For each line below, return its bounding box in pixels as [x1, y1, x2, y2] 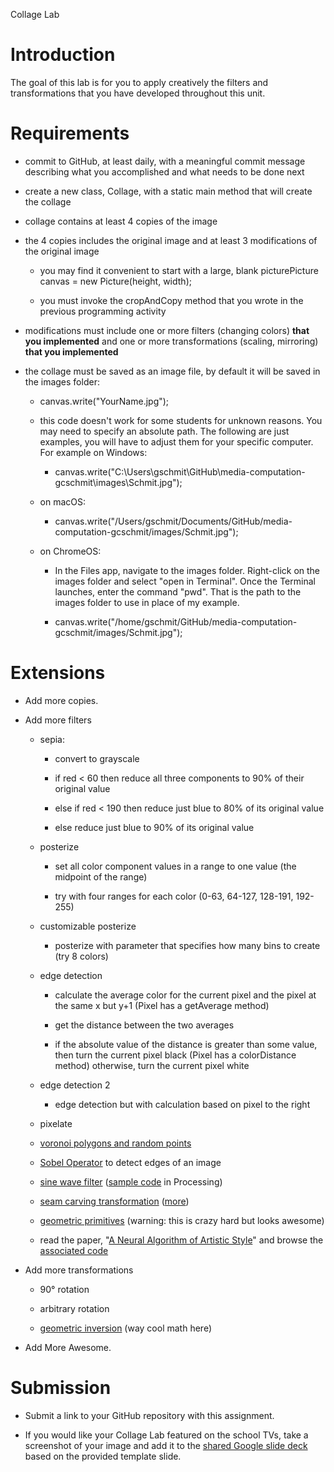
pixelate [39, 1117, 73, 1129]
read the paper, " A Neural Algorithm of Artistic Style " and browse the [39, 1234, 324, 1246]
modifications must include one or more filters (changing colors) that [24, 324, 310, 336]
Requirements [10, 122, 130, 145]
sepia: [39, 733, 66, 745]
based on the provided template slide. [24, 1450, 182, 1462]
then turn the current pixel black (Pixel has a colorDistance [54, 1049, 297, 1061]
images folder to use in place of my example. [54, 596, 240, 608]
